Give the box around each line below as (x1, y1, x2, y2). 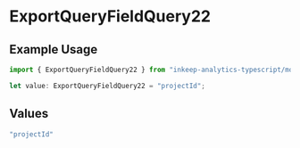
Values (9, 106, 49, 121)
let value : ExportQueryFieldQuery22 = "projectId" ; (9, 81, 205, 90)
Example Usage (9, 42, 98, 57)
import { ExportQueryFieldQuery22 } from (9, 65, 166, 74)
